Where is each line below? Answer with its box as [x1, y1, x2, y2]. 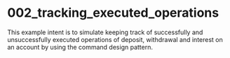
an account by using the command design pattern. [7, 43, 153, 51]
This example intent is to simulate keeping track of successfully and [7, 28, 203, 36]
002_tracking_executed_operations [7, 5, 219, 21]
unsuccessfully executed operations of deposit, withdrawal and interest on [7, 35, 223, 43]
